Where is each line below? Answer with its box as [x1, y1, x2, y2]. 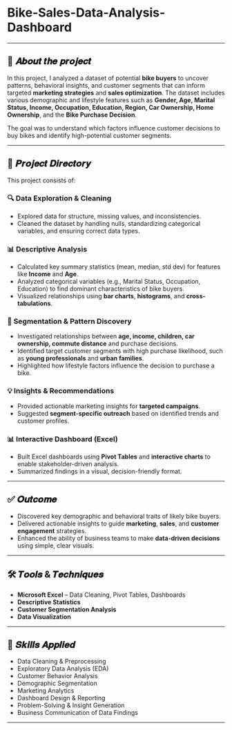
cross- [186, 292, 206, 300]
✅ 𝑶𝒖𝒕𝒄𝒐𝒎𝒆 [7, 494, 57, 506]
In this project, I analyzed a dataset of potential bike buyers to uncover [7, 74, 209, 82]
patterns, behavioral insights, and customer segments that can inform [7, 81, 206, 89]
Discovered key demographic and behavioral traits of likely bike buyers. [17, 512, 221, 520]
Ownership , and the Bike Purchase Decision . [7, 111, 137, 119]
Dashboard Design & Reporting [17, 694, 106, 702]
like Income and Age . [17, 270, 79, 278]
